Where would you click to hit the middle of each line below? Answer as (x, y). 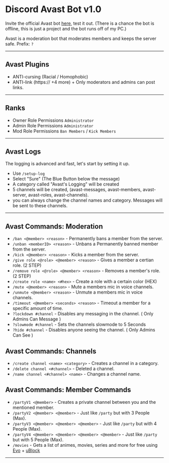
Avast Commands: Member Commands (68, 390)
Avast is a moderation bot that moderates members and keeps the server (81, 38)
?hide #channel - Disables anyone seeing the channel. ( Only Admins (84, 330)
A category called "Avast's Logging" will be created (66, 184)
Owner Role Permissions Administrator (53, 120)
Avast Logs (23, 151)
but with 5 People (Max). (38, 439)
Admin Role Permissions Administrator (53, 125)
